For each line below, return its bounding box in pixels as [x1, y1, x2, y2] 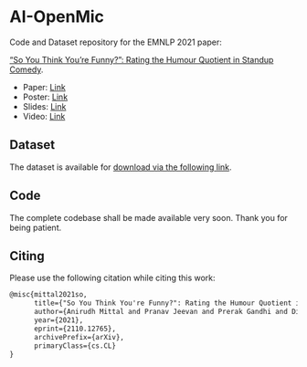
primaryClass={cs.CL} [33, 341, 117, 351]
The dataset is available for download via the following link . [9, 162, 232, 173]
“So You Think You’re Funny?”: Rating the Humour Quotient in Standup [9, 54, 274, 65]
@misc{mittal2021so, [9, 290, 89, 299]
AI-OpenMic [9, 6, 105, 27]
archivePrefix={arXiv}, [33, 332, 125, 341]
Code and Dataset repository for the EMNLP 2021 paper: [9, 37, 222, 47]
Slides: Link [22, 100, 67, 111]
